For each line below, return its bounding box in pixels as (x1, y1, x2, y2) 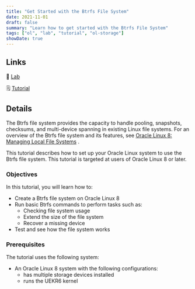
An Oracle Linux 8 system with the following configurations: (14, 265, 159, 272)
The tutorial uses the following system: (6, 254, 99, 261)
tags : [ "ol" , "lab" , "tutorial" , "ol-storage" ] (6, 30, 124, 36)
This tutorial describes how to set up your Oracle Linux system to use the (6, 149, 182, 156)
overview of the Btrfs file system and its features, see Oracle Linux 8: (6, 132, 172, 139)
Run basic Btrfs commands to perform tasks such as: (14, 201, 142, 208)
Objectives (6, 170, 38, 178)
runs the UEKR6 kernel (23, 277, 78, 284)
